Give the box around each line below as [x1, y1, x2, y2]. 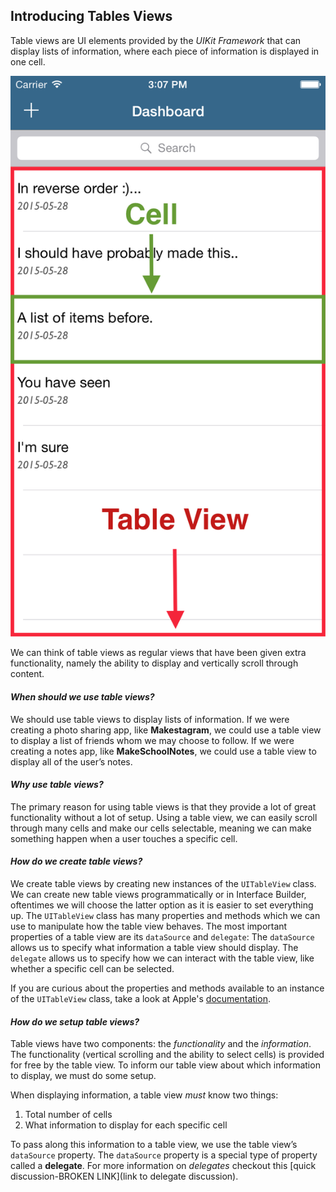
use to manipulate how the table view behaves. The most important [10, 920, 288, 932]
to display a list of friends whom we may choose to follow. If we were [10, 734, 295, 746]
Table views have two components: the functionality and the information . [10, 1038, 312, 1050]
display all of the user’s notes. [10, 755, 133, 768]
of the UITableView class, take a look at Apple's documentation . [10, 992, 271, 1004]
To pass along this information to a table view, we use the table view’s [10, 1139, 298, 1151]
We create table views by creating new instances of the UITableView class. [10, 877, 317, 889]
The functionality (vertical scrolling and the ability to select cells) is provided [10, 1049, 325, 1061]
